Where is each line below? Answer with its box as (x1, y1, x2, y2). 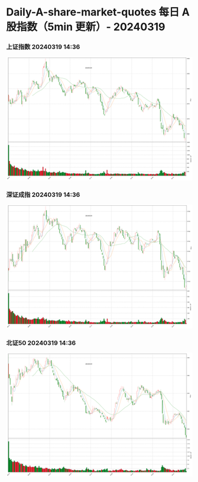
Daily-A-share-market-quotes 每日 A (6, 5, 190, 19)
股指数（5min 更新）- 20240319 (6, 20, 165, 34)
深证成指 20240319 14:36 (6, 190, 80, 199)
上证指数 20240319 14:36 (6, 43, 80, 51)
